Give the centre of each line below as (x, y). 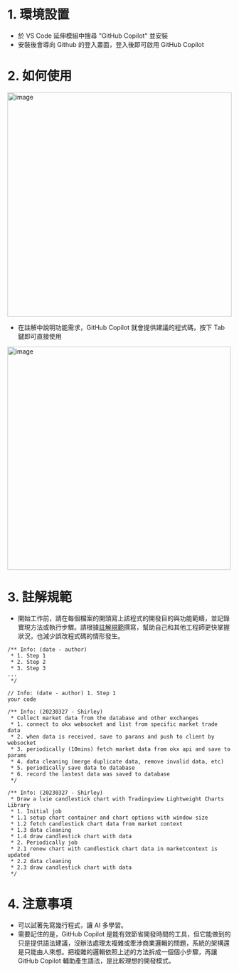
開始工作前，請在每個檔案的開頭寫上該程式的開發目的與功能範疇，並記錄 (123, 618)
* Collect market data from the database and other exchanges (105, 718)
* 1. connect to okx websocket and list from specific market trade (114, 724)
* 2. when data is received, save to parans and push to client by (112, 736)
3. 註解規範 (40, 597)
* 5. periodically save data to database (73, 768)
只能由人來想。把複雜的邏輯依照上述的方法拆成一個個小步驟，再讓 (121, 951)
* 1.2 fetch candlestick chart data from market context (96, 824)
